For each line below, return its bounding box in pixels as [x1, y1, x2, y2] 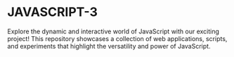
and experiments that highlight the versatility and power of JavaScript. [7, 42, 211, 50]
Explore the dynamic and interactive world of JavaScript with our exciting [7, 27, 220, 35]
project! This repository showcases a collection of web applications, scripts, [7, 34, 228, 42]
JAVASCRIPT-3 [7, 4, 98, 20]
